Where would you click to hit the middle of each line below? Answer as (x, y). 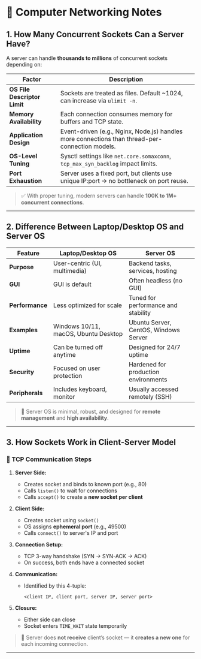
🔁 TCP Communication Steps (49, 459)
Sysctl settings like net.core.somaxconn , (116, 156)
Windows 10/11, (77, 326)
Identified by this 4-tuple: (55, 586)
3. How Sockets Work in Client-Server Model (91, 442)
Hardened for (147, 364)
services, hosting (153, 270)
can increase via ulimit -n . (99, 100)
